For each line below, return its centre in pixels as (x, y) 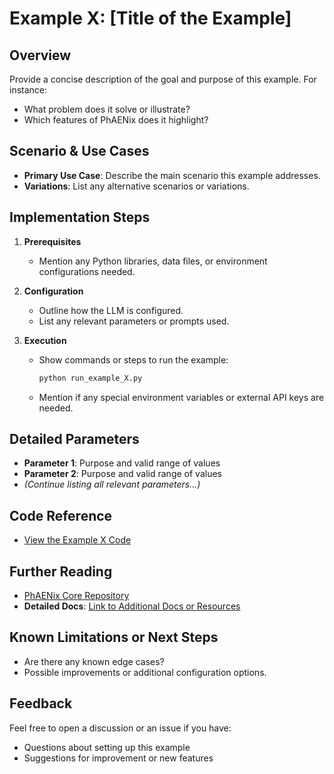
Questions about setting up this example (107, 747)
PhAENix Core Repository (76, 595)
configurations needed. (87, 271)
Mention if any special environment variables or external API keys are (181, 397)
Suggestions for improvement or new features (118, 758)
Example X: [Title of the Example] (150, 18)
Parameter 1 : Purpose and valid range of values (122, 463)
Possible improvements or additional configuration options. (145, 672)
